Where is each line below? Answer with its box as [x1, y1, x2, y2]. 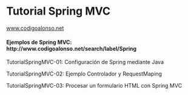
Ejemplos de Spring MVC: [6, 38, 72, 46]
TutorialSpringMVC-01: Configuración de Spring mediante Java [6, 58, 164, 66]
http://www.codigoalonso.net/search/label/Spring [6, 44, 137, 52]
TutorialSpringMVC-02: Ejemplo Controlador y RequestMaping [6, 70, 163, 77]
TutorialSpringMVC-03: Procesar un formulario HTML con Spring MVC [6, 82, 183, 90]
